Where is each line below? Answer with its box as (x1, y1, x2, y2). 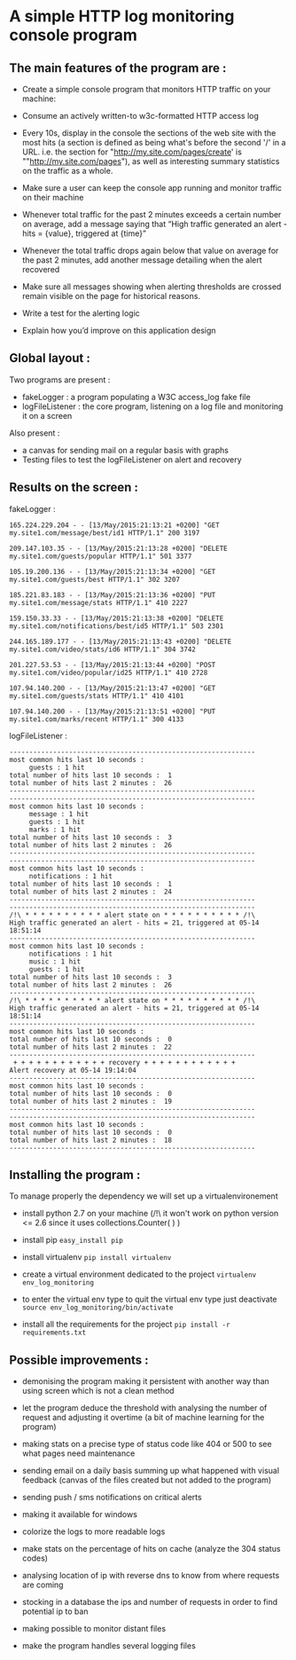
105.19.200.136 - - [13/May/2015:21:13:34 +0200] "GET (9, 567, 216, 576)
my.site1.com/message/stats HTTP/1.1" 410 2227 (9, 598, 189, 607)
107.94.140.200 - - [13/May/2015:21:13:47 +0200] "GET (9, 683, 216, 693)
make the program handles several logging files (21, 1640, 197, 1651)
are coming (21, 1579, 64, 1590)
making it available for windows (21, 1509, 137, 1520)
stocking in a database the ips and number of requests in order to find (21, 1597, 277, 1608)
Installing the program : (9, 1168, 141, 1183)
